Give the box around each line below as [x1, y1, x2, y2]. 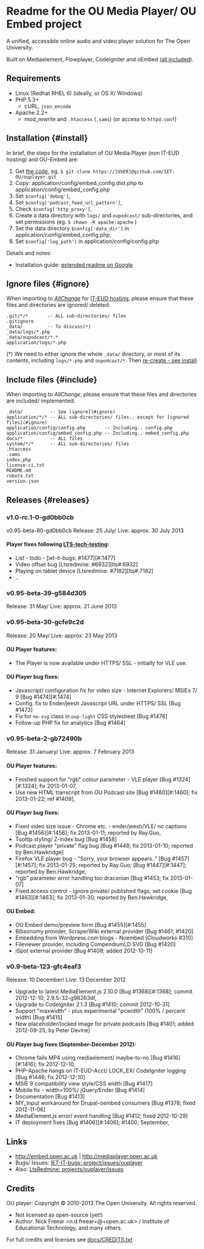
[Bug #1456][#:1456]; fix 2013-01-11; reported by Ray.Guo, [15, 829, 161, 836]
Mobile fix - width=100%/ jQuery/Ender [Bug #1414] [15, 1086, 145, 1094]
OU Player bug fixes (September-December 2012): [6, 1040, 136, 1048]
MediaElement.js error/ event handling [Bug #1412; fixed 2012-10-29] [15, 1113, 188, 1120]
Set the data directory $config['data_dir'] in [15, 224, 130, 232]
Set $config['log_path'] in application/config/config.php [15, 237, 160, 245]
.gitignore [6, 318, 34, 325]
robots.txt [6, 473, 34, 479]
